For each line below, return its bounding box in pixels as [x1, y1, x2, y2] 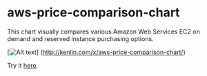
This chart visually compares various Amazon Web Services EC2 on [7, 27, 200, 36]
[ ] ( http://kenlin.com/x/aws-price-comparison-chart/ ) [7, 48, 186, 56]
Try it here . [7, 61, 39, 69]
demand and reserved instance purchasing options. [7, 34, 154, 42]
